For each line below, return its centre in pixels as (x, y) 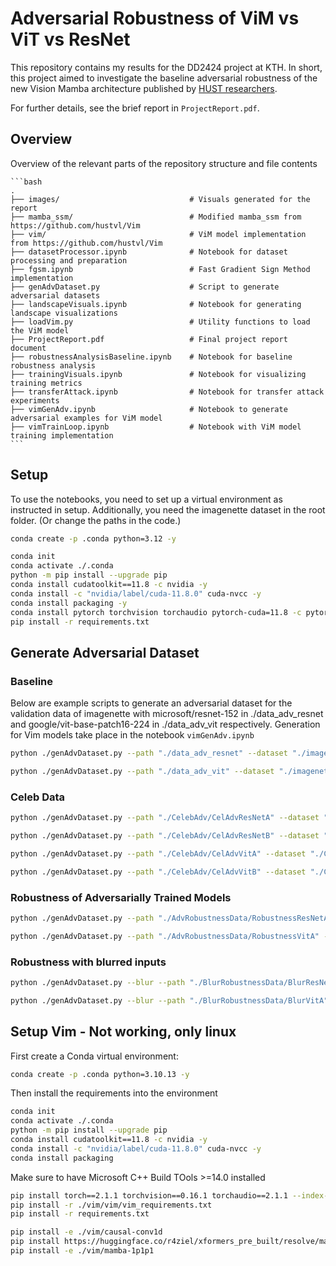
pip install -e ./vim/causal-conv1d (86, 1232)
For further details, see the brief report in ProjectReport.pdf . (135, 108)
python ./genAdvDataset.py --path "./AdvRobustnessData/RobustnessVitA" (165, 936)
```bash (26, 182)
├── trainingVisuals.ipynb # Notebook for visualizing (158, 374)
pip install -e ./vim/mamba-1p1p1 (82, 1251)
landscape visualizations (64, 313)
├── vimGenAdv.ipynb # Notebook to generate (149, 409)
